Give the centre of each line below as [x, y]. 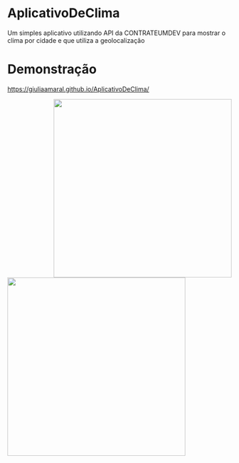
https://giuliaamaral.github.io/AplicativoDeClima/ [78, 89]
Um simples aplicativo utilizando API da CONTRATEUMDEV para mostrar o [117, 33]
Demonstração [52, 70]
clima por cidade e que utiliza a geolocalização [76, 40]
